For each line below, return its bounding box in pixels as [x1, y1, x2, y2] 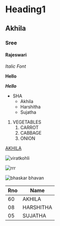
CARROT [20, 124, 39, 131]
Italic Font [5, 63, 26, 69]
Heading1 [5, 4, 46, 15]
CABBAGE [20, 130, 42, 136]
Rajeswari [5, 52, 27, 58]
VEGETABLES [12, 119, 42, 125]
